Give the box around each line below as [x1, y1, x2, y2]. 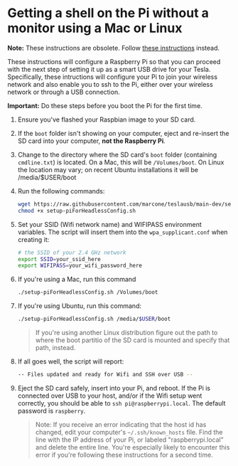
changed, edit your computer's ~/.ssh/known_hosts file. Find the [35, 428, 223, 436]
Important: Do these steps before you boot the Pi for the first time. [7, 101, 202, 110]
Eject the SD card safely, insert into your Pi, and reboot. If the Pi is [17, 383, 211, 392]
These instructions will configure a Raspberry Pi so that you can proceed [7, 57, 221, 65]
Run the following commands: [17, 186, 105, 195]
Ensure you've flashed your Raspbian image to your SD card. [17, 115, 196, 124]
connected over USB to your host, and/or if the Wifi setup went [17, 391, 202, 400]
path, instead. [35, 344, 76, 352]
